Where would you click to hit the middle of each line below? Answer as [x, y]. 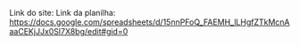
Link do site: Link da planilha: [62, 13]
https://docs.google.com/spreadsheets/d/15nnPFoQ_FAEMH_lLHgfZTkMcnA [149, 22]
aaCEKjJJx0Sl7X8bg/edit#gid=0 [69, 31]
